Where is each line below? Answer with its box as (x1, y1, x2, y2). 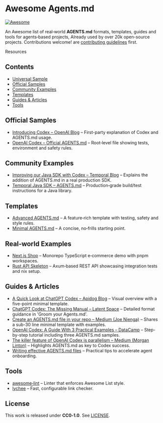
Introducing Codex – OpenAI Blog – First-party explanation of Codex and (12, 129, 159, 135)
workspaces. (12, 258, 39, 264)
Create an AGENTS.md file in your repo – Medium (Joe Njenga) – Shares (12, 316, 158, 322)
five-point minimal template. (12, 300, 69, 307)
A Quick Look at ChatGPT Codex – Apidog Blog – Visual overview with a (12, 295, 157, 301)
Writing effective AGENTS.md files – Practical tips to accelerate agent (12, 347, 153, 353)
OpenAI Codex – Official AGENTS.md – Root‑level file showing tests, (12, 139, 149, 145)
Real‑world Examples (5, 239, 72, 248)
